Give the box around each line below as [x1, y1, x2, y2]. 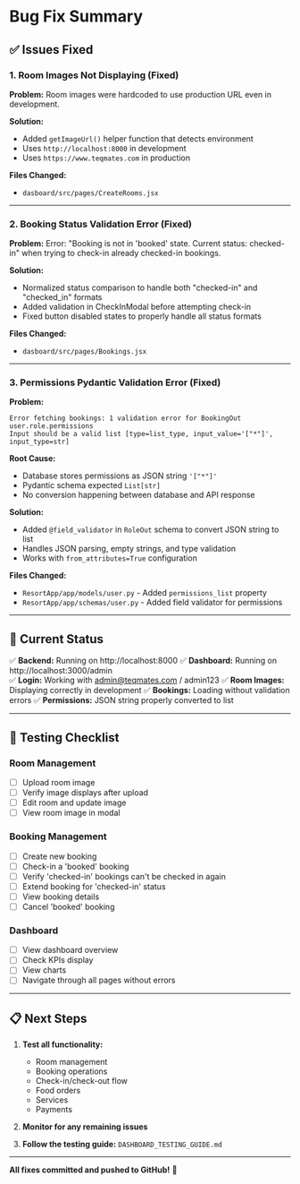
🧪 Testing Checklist [9, 730, 120, 745]
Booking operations [35, 1066, 108, 1077]
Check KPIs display [21, 955, 94, 965]
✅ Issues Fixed [9, 42, 94, 57]
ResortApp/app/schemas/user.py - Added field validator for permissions [21, 597, 283, 608]
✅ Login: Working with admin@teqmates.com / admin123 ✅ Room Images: [9, 674, 285, 686]
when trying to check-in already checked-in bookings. [21, 248, 221, 259]
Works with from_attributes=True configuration [21, 553, 198, 563]
